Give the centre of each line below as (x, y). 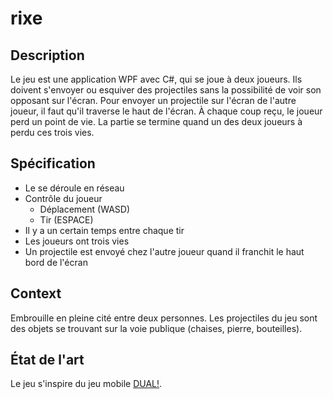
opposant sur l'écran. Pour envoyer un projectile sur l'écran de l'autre (153, 100)
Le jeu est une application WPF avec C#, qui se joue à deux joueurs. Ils (156, 79)
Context (36, 293)
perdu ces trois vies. (52, 132)
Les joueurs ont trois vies (77, 241)
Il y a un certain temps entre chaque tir (104, 230)
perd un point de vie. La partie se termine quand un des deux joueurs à (156, 121)
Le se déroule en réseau (74, 188)
